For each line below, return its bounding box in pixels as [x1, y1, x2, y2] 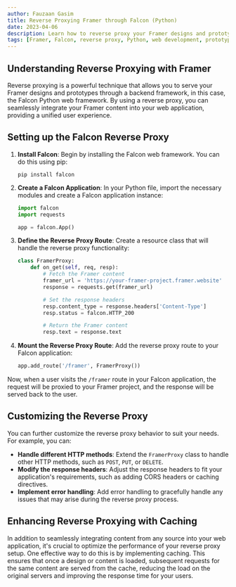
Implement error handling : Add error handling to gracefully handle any [17, 487, 223, 496]
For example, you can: [7, 437, 72, 445]
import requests [17, 211, 65, 218]
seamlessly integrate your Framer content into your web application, [7, 103, 205, 112]
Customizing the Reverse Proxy [7, 411, 149, 422]
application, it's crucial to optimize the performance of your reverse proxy [7, 541, 221, 550]
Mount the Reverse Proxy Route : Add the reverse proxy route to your [17, 342, 219, 350]
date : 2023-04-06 [7, 23, 58, 30]
